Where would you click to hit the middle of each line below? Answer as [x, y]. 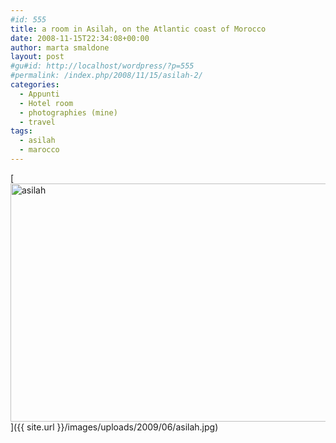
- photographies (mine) [68, 112]
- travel [37, 122]
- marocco [39, 150]
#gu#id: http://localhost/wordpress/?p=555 [102, 66]
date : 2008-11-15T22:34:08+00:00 [80, 38]
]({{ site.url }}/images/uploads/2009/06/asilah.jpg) [114, 427]
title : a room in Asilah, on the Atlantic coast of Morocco [138, 29]
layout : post [37, 57]
